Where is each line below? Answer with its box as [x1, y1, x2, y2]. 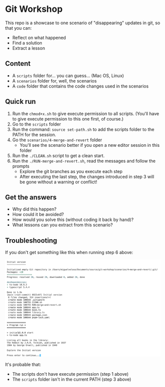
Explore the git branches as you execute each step [19, 168, 123, 174]
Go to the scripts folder [12, 121, 61, 127]
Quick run [5, 97, 36, 106]
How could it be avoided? [12, 212, 64, 217]
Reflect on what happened [12, 35, 66, 41]
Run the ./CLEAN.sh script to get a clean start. [12, 152, 105, 159]
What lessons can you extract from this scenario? [12, 222, 113, 228]
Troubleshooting [5, 236, 58, 245]
